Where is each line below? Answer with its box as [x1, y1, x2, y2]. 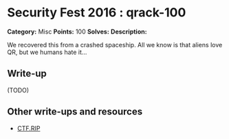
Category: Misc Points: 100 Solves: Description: [7, 27, 147, 36]
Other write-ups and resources [7, 106, 143, 118]
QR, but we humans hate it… [7, 48, 87, 56]
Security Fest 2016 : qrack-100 [7, 5, 186, 21]
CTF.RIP [17, 124, 41, 132]
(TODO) [7, 86, 30, 94]
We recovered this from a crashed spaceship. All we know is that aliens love [7, 40, 223, 49]
